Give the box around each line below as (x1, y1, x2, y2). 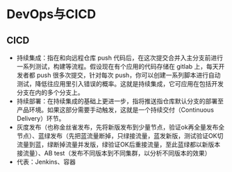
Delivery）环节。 (16, 114, 65, 122)
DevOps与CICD (6, 6, 97, 22)
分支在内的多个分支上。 (16, 88, 84, 96)
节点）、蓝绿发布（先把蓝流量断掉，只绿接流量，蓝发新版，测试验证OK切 (16, 132, 224, 139)
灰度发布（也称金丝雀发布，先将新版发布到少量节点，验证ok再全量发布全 (16, 123, 225, 131)
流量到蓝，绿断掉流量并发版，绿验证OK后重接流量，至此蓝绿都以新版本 (16, 140, 220, 148)
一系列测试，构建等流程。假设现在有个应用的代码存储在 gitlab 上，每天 (16, 62, 219, 70)
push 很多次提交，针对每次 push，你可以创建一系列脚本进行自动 (36, 71, 221, 79)
